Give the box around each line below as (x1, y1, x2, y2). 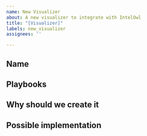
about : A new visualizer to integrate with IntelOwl (6, 14, 142, 20)
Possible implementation (6, 120, 102, 130)
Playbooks (6, 79, 47, 89)
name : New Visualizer (6, 8, 61, 15)
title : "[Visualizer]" (6, 20, 63, 26)
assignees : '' (6, 31, 42, 37)
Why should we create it (6, 100, 99, 110)
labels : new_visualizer (6, 25, 66, 32)
